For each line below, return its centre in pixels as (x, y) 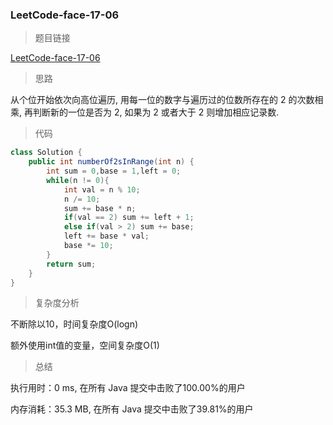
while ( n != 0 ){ (78, 180)
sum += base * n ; (100, 208)
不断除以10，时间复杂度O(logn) (74, 324)
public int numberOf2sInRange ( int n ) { (111, 162)
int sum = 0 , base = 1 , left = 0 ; (114, 171)
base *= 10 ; (88, 246)
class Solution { (46, 153)
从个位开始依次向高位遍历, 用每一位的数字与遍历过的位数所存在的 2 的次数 (162, 100)
